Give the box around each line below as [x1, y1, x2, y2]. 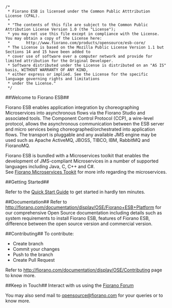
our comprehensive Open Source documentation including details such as [5, 210, 162, 215]
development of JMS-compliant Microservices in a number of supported [5, 158, 159, 164]
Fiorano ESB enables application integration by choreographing [5, 104, 140, 110]
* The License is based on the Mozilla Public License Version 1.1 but [7, 45, 164, 50]
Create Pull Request [12, 257, 55, 263]
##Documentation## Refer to [5, 199, 67, 205]
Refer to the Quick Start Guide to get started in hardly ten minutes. [5, 189, 145, 195]
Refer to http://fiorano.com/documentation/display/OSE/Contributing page [5, 267, 163, 273]
